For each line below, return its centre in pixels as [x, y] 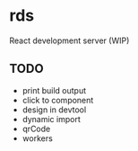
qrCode [36, 129]
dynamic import [51, 119]
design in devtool [54, 110]
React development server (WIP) [69, 40]
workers [38, 138]
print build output [54, 90]
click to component [58, 100]
